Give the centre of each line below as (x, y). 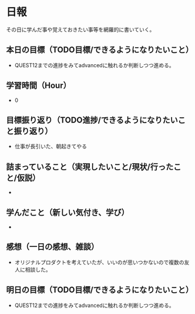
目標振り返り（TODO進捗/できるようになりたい (92, 120)
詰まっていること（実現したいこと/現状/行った (90, 166)
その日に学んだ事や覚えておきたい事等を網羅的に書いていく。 (80, 29)
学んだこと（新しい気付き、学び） (68, 212)
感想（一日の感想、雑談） (52, 247)
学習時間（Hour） (39, 86)
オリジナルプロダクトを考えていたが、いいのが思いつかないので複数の (99, 262)
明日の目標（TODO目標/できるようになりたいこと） (100, 290)
